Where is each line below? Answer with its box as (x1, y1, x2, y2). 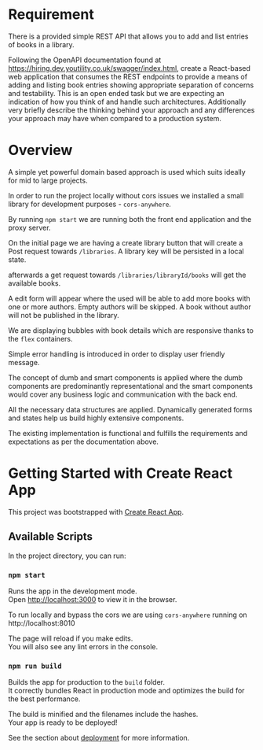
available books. (8, 278, 61, 288)
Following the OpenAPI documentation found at (8, 55, 162, 65)
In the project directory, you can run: (8, 551, 126, 560)
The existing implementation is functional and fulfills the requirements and (8, 428, 248, 438)
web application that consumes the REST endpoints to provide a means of (8, 72, 248, 81)
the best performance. (8, 694, 81, 704)
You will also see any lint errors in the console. (8, 641, 159, 651)
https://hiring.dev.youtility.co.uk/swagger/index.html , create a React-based (8, 63, 251, 72)
